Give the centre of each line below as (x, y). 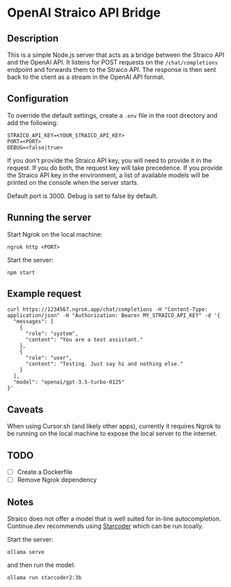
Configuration (38, 99)
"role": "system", (52, 334)
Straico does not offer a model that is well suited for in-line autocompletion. (114, 518)
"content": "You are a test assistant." (84, 340)
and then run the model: (41, 565)
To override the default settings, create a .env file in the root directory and (112, 115)
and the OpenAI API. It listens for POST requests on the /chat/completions (113, 62)
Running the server (49, 218)
